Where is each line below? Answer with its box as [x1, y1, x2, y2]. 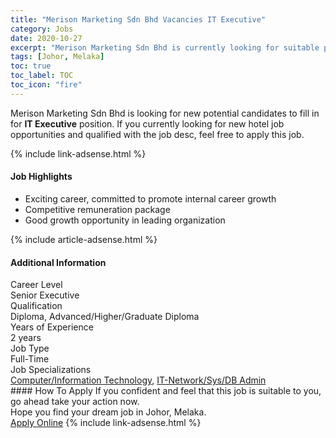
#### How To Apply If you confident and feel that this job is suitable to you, [10, 385, 322, 397]
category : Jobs [10, 24, 74, 34]
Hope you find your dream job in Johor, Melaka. [10, 406, 207, 418]
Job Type [10, 342, 50, 355]
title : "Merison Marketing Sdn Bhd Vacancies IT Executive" [10, 14, 267, 25]
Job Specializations [10, 364, 92, 376]
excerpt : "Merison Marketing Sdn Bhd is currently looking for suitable [10, 42, 320, 53]
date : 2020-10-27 [10, 33, 83, 43]
